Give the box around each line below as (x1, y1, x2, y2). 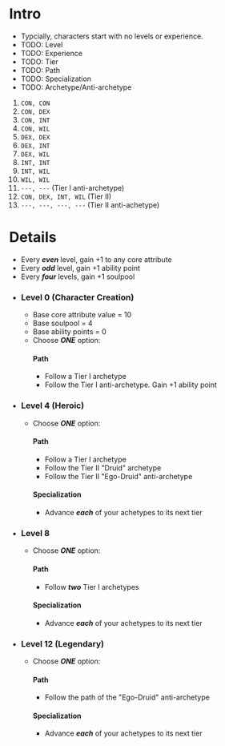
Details (9, 228, 57, 247)
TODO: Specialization (20, 74, 91, 83)
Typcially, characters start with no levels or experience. (20, 31, 203, 41)
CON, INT (20, 116, 50, 124)
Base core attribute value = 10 (32, 310, 132, 320)
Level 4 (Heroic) (20, 400, 85, 411)
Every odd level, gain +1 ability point (20, 263, 141, 272)
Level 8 (20, 528, 50, 538)
